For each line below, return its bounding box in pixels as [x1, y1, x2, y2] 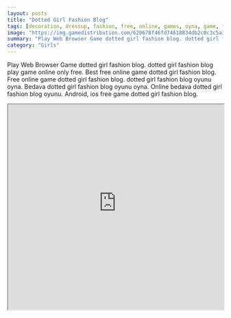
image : [7, 29, 26, 36]
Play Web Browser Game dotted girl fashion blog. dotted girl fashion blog [7, 61, 214, 69]
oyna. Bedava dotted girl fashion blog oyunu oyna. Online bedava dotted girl [7, 83, 223, 90]
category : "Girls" [7, 42, 60, 49]
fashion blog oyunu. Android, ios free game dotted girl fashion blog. [7, 90, 199, 98]
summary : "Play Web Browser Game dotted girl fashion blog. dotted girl [7, 36, 219, 42]
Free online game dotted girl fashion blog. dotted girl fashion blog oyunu [7, 75, 212, 83]
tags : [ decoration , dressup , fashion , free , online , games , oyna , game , [7, 23, 219, 29]
